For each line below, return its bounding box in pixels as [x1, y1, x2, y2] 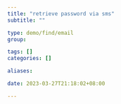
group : [7, 36, 27, 43]
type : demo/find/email [7, 29, 74, 36]
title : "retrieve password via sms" [7, 10, 115, 17]
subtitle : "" [7, 17, 46, 24]
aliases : [7, 68, 33, 75]
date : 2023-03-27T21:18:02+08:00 [7, 80, 106, 87]
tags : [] [7, 48, 33, 56]
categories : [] [7, 55, 52, 62]
